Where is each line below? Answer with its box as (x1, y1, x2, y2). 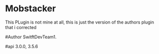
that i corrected (5, 24, 37, 30)
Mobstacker (5, 3, 56, 14)
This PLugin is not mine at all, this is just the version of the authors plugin (5, 19, 155, 25)
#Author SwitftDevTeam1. (5, 34, 57, 40)
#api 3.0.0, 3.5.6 (5, 43, 38, 49)
